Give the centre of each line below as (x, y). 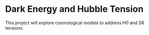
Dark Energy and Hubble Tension (74, 9)
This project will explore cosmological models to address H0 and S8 (75, 23)
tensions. (14, 28)
